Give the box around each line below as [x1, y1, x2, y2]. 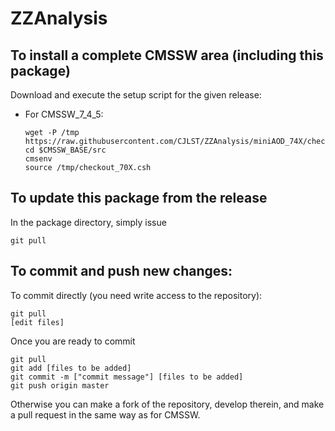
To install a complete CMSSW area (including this [10, 47, 324, 64]
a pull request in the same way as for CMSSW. [10, 408, 201, 421]
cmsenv [24, 154, 53, 164]
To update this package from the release [10, 190, 268, 207]
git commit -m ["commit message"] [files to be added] [10, 372, 244, 382]
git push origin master [10, 380, 110, 391]
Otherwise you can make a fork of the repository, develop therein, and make [10, 398, 325, 410]
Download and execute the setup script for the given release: [10, 89, 262, 101]
